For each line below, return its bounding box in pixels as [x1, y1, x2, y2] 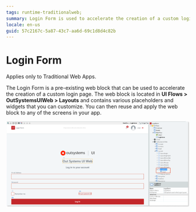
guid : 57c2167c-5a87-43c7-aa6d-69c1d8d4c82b [6, 28, 116, 34]
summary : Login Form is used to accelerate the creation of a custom [6, 15, 179, 22]
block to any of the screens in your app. [6, 109, 102, 116]
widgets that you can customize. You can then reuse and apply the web [6, 103, 178, 110]
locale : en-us [6, 22, 41, 27]
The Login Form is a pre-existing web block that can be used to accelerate [6, 85, 185, 92]
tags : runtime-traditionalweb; [6, 9, 82, 15]
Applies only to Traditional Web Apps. [6, 73, 96, 80]
